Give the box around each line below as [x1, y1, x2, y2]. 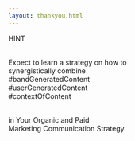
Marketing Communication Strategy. [8, 123, 127, 133]
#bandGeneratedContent [8, 74, 90, 84]
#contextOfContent [8, 91, 71, 100]
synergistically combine [8, 65, 86, 76]
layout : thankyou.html [8, 11, 83, 20]
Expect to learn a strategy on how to [8, 57, 127, 67]
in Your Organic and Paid [8, 115, 90, 124]
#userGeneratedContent [8, 83, 88, 92]
